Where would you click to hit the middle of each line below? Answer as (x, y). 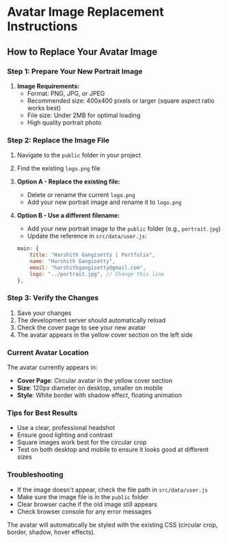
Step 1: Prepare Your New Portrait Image (75, 71)
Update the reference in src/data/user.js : (87, 236)
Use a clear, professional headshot (66, 428)
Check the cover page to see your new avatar (81, 327)
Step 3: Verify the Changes (53, 298)
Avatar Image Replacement (85, 12)
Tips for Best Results (42, 413)
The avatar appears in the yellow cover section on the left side (105, 334)
